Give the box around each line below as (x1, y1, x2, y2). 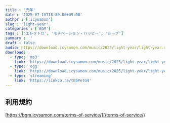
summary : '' (5, 36, 33, 41)
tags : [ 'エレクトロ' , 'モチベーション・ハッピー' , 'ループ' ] (5, 31, 124, 36)
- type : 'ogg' (10, 64, 39, 69)
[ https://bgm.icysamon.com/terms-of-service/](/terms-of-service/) (5, 112, 145, 118)
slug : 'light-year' (5, 21, 49, 27)
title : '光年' (5, 7, 36, 13)
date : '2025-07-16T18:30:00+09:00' (5, 12, 82, 17)
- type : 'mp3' (10, 54, 39, 60)
